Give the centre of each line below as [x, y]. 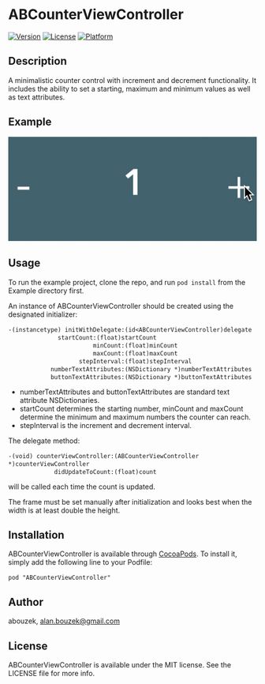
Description [37, 61]
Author [26, 602]
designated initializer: [43, 314]
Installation [36, 535]
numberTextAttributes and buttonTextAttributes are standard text [125, 392]
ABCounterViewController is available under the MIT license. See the [119, 665]
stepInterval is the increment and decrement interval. [105, 425]
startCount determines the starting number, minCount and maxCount [131, 408]
